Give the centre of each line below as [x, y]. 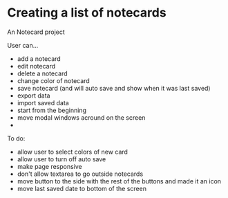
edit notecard [36, 66]
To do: [16, 138]
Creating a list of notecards [87, 13]
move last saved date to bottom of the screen [82, 188]
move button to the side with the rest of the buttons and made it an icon [119, 181]
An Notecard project [36, 32]
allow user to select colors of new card [72, 152]
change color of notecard [53, 80]
